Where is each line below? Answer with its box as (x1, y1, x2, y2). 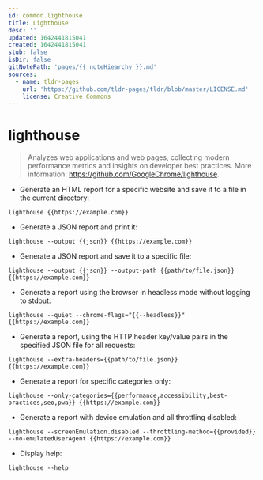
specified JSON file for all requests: (19, 341, 136, 350)
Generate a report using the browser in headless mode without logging (19, 288, 250, 297)
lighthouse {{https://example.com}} (8, 209, 129, 217)
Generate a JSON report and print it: (19, 222, 138, 232)
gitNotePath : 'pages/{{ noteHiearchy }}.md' (8, 63, 157, 71)
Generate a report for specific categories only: (19, 376, 171, 386)
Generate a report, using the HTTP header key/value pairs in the (19, 332, 229, 342)
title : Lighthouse (8, 19, 69, 27)
